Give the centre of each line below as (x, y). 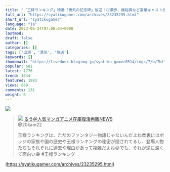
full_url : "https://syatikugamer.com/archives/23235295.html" (72, 15)
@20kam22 (30, 125)
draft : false (19, 38)
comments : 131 (20, 90)
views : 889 (17, 85)
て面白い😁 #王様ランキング (46, 154)
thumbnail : (17, 62)
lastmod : (14, 33)
